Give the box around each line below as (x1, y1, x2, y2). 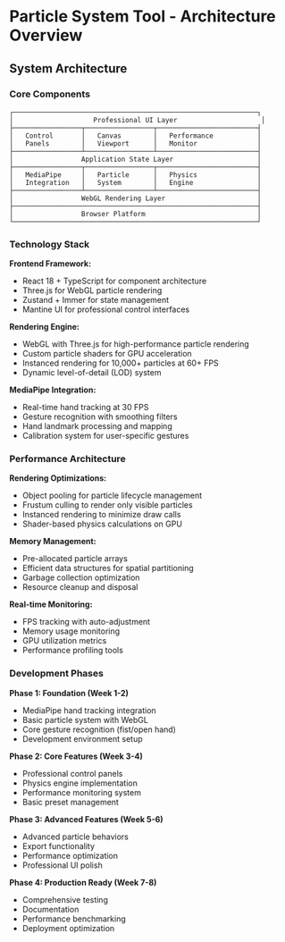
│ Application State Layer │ (9, 155, 262, 164)
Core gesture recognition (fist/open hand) (21, 724, 177, 735)
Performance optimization (21, 850, 119, 861)
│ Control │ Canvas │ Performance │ (9, 131, 262, 140)
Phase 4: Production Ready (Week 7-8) (9, 877, 157, 887)
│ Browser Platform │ (9, 209, 262, 218)
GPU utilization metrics (21, 635, 107, 646)
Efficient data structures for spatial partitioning (21, 563, 194, 574)
